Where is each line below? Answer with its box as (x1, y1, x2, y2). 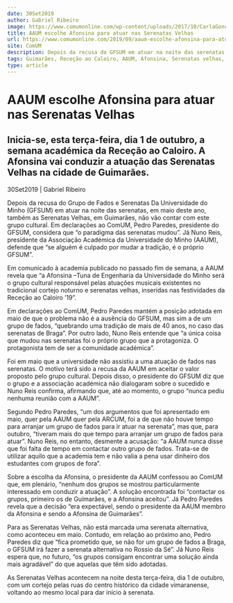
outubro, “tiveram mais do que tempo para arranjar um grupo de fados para (7, 429, 223, 438)
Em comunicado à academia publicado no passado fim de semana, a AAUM (7, 263, 224, 272)
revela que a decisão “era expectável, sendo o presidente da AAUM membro (7, 502, 226, 511)
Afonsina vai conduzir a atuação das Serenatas (7, 156, 216, 167)
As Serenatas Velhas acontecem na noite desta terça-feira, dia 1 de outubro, (7, 573, 225, 581)
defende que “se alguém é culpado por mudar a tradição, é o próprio (7, 242, 205, 251)
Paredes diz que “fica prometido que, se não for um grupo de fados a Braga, (7, 538, 226, 546)
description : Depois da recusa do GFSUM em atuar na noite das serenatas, (7, 49, 228, 56)
